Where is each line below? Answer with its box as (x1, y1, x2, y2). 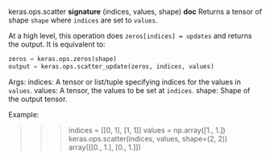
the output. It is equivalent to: (8, 39, 106, 49)
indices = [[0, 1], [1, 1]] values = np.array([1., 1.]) (68, 125, 226, 135)
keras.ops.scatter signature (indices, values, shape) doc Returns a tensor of (8, 7, 263, 16)
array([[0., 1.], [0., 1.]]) (68, 142, 141, 152)
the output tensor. (8, 94, 68, 104)
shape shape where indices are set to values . (8, 15, 158, 25)
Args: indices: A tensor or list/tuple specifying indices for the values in (8, 76, 242, 87)
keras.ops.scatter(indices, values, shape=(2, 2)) (68, 133, 228, 143)
